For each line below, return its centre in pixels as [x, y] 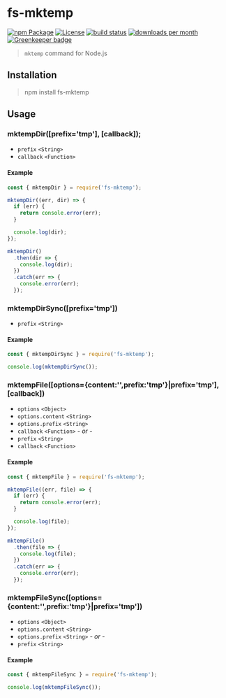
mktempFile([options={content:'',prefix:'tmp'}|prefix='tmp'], [113, 385]
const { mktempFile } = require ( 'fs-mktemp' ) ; [76, 477]
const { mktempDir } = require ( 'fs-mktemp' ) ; [74, 187]
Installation [32, 75]
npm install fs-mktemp [56, 92]
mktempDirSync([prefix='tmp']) [62, 308]
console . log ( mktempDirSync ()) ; [53, 367]
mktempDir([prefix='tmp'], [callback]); [74, 134]
